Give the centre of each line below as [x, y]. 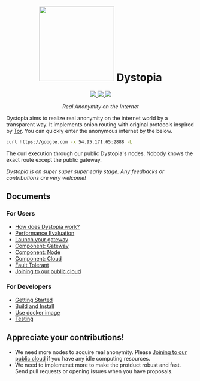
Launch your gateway [42, 239]
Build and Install [34, 306]
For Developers [29, 286]
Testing [24, 319]
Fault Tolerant [32, 265]
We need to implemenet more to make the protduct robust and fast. [98, 365]
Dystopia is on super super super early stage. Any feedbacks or [85, 171]
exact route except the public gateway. [54, 159]
